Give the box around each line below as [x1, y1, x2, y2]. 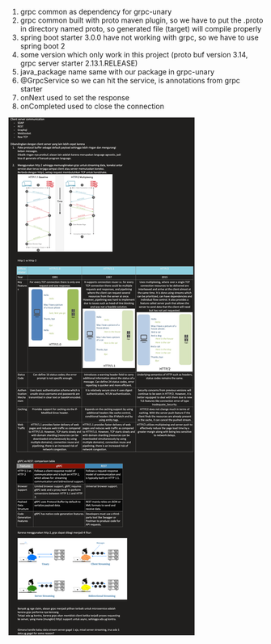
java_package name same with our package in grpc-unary [19, 67, 215, 76]
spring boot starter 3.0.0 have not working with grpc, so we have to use [19, 32, 259, 42]
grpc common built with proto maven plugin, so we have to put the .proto [19, 15, 264, 25]
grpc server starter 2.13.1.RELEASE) [19, 58, 138, 68]
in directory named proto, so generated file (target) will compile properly [19, 24, 262, 33]
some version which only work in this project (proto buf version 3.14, [19, 50, 248, 59]
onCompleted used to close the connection [19, 101, 164, 111]
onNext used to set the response [19, 93, 129, 102]
